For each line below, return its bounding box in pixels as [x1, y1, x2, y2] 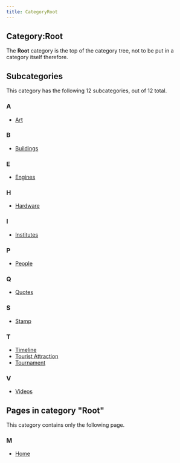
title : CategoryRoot [6, 8, 59, 15]
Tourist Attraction [14, 353, 59, 360]
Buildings [14, 144, 39, 152]
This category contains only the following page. [6, 421, 125, 429]
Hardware [14, 202, 40, 209]
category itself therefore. [6, 54, 68, 61]
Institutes [14, 231, 39, 238]
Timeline [14, 346, 37, 353]
